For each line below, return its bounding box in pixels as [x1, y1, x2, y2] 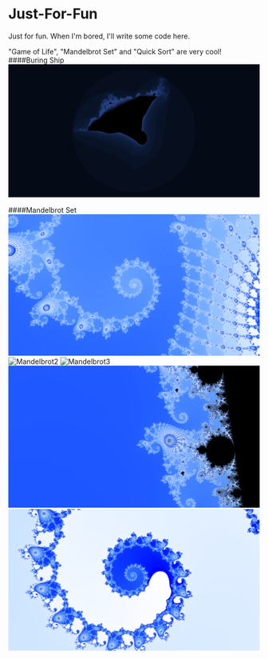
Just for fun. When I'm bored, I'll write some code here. [8, 31, 190, 41]
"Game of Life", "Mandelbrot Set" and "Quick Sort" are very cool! [8, 46, 222, 56]
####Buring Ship [8, 55, 65, 65]
